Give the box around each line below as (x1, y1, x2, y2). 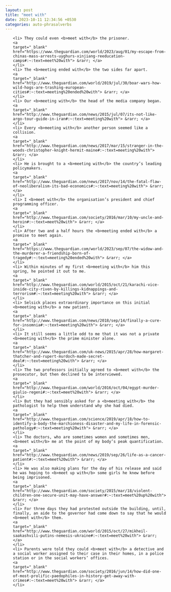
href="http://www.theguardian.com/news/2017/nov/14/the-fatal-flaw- (12, 179, 162, 184)
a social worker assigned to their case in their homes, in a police (12, 551, 164, 556)
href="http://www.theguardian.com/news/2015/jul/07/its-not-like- (12, 112, 157, 117)
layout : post (5, 7, 33, 13)
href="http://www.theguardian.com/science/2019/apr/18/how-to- (12, 417, 151, 422)
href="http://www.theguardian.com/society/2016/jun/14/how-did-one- (12, 569, 162, 574)
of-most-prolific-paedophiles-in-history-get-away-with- (12, 574, 137, 579)
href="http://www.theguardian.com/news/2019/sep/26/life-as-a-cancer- (12, 453, 166, 458)
